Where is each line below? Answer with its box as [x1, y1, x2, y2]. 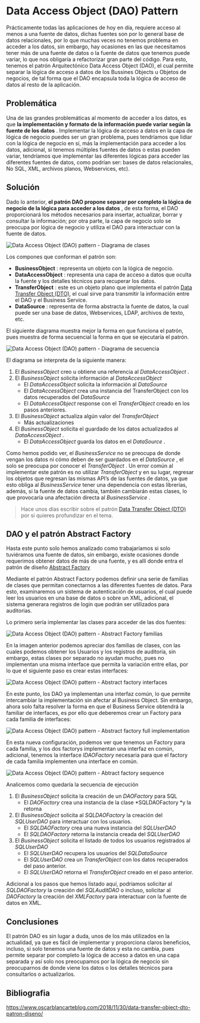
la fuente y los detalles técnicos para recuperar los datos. [14, 277, 156, 284]
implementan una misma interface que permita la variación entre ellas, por [6, 661, 189, 668]
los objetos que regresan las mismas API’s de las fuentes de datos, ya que [6, 475, 188, 482]
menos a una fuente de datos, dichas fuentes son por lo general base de [6, 30, 185, 37]
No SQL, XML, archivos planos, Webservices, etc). [6, 165, 130, 172]
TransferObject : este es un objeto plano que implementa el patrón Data [14, 284, 192, 291]
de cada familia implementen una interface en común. [6, 758, 139, 765]
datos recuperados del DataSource [23, 393, 110, 401]
